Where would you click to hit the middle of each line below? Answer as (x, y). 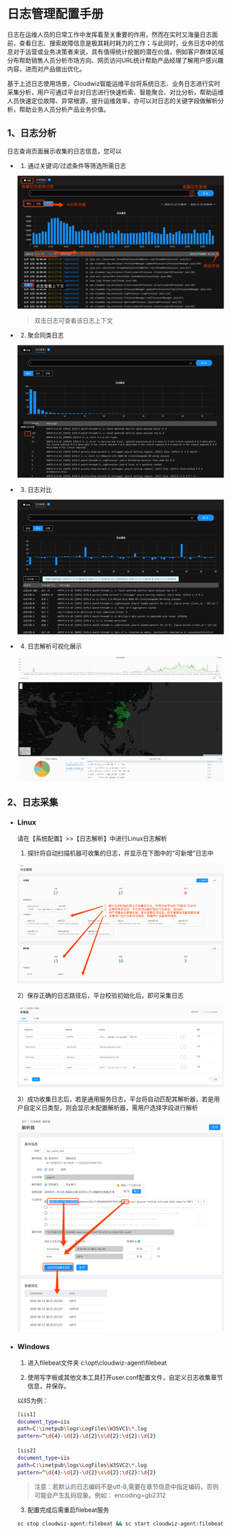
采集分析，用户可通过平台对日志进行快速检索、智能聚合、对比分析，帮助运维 (115, 92)
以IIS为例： (33, 1400)
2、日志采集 (33, 802)
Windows (33, 1347)
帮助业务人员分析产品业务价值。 (64, 109)
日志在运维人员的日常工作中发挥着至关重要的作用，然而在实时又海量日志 (109, 34)
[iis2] (26, 1451)
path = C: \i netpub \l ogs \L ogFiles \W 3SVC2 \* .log (82, 1465)
